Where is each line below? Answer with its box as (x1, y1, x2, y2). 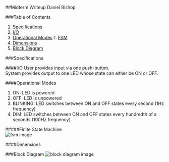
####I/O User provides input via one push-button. (5, 65, 109, 71)
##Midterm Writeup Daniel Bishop (5, 5, 76, 10)
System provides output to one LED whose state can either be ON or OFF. (5, 70, 158, 76)
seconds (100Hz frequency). (12, 117, 72, 123)
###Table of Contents (5, 14, 51, 20)
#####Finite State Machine (5, 126, 62, 132)
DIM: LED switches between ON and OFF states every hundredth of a (12, 111, 157, 117)
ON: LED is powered (12, 90, 54, 95)
